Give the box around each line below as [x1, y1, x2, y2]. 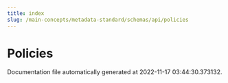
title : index [7, 10, 45, 17]
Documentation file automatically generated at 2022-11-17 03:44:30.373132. [7, 68, 223, 76]
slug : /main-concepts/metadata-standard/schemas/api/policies [7, 16, 189, 23]
